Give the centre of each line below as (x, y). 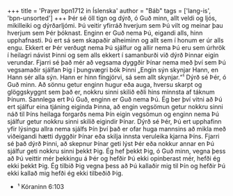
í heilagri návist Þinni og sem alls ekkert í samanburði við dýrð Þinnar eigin (113, 55)
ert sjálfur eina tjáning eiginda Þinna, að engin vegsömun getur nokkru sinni (115, 107)
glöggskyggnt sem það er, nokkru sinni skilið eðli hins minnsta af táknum (111, 92)
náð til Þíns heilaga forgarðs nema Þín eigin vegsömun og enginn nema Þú (113, 114)
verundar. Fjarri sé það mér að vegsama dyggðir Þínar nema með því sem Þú (116, 62)
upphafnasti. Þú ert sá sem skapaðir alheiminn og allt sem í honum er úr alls (115, 40)
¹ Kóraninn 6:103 (41, 187)
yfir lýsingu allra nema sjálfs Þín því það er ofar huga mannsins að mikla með (116, 129)
